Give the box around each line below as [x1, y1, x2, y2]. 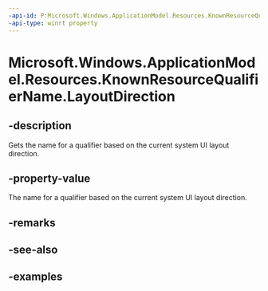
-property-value [8, 171, 91, 185]
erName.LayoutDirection [8, 87, 175, 105]
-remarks [8, 216, 56, 230]
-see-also [8, 243, 58, 257]
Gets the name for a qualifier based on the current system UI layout [8, 140, 230, 150]
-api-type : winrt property [8, 19, 98, 27]
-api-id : [8, 11, 37, 20]
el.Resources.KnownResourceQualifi [8, 70, 259, 88]
